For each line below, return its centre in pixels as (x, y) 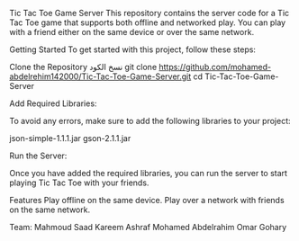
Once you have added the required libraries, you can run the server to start (149, 173)
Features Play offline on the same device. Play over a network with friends (147, 200)
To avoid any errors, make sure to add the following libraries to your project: (150, 121)
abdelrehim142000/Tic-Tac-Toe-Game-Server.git (100, 76)
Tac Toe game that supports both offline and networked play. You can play (148, 22)
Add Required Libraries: (53, 103)
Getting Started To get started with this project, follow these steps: (133, 49)
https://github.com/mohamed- (215, 67)
